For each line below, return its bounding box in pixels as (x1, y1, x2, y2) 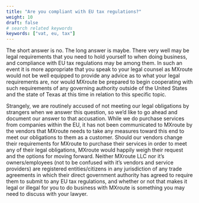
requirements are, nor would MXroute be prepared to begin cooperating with (6, 78, 193, 86)
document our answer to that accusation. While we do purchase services (6, 115, 185, 122)
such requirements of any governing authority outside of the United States (6, 85, 188, 92)
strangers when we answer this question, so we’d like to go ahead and (6, 109, 178, 116)
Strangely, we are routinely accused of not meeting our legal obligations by (6, 102, 190, 109)
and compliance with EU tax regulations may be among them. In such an (6, 60, 182, 67)
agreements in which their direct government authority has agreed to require (6, 172, 194, 179)
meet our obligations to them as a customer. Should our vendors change (6, 134, 182, 141)
